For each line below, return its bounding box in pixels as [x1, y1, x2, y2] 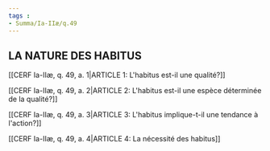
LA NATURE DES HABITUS [8, 49, 143, 63]
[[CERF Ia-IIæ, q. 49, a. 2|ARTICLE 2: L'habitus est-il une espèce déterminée [8, 86, 262, 96]
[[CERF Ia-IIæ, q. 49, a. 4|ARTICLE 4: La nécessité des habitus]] [8, 134, 221, 144]
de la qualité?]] [8, 94, 58, 104]
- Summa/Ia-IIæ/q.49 [8, 19, 78, 27]
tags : [8, 11, 31, 20]
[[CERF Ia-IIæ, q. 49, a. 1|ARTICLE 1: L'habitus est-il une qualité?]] [8, 70, 226, 80]
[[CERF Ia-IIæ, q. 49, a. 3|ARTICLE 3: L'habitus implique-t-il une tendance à [8, 110, 259, 120]
